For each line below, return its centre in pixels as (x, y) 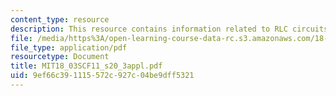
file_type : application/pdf (69, 47)
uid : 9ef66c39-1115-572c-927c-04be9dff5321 (102, 76)
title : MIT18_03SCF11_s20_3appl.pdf (86, 66)
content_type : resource (60, 19)
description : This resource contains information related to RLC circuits (169, 29)
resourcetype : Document (60, 57)
